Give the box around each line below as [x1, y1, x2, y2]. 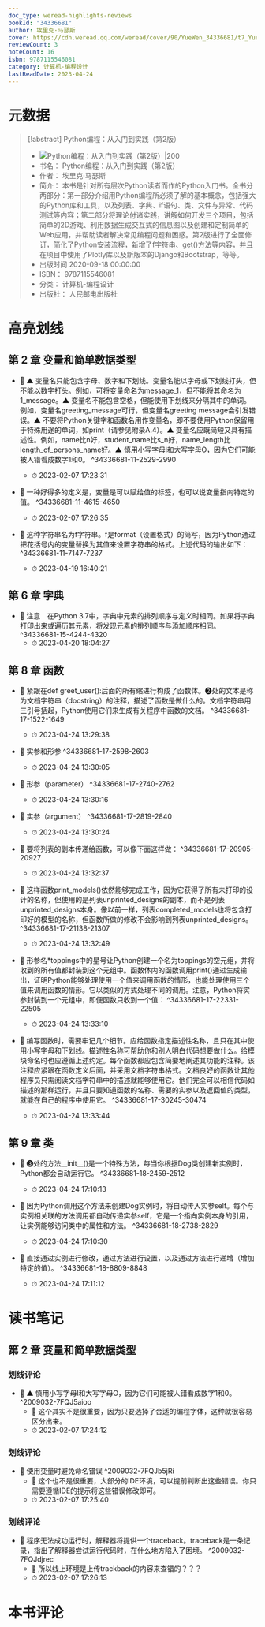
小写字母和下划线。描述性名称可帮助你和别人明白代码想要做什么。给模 [26, 1046, 255, 1055]
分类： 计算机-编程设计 [39, 279, 114, 289]
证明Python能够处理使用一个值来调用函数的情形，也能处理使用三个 [33, 976, 251, 985]
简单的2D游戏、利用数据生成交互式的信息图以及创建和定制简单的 [39, 220, 250, 229]
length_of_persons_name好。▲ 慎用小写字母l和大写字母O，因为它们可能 [19, 445, 256, 454]
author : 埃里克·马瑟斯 [8, 26, 76, 34]
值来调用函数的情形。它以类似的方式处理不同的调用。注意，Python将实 [19, 985, 251, 994]
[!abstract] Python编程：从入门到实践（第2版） [27, 134, 181, 144]
